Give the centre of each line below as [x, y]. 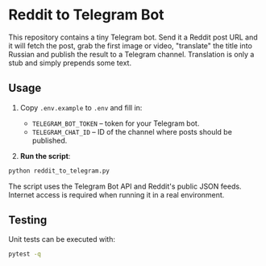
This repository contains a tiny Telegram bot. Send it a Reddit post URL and [133, 37]
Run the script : [45, 156]
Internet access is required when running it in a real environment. [116, 194]
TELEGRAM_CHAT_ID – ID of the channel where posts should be [132, 131]
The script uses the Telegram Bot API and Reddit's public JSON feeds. [125, 186]
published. [50, 140]
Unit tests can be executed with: [62, 239]
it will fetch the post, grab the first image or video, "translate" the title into [130, 45]
